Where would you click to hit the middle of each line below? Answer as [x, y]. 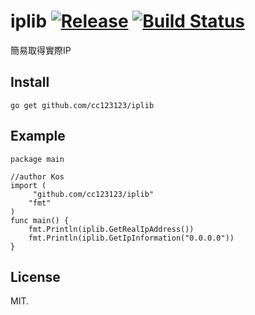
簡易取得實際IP [41, 50]
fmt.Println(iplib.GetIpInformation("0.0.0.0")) [131, 238]
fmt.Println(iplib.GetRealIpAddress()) [111, 229]
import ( [28, 185]
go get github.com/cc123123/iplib [82, 105]
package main [37, 159]
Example [38, 136]
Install [30, 82]
